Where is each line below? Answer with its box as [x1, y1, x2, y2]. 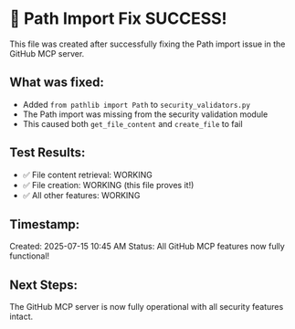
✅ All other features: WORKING [22, 189, 141, 200]
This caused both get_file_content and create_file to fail [22, 118, 244, 129]
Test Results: [9, 145, 86, 161]
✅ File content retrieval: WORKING [22, 169, 153, 180]
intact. [9, 311, 34, 323]
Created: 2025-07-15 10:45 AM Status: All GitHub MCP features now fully [9, 241, 285, 252]
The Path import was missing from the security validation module [22, 109, 269, 120]
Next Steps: [9, 277, 78, 292]
